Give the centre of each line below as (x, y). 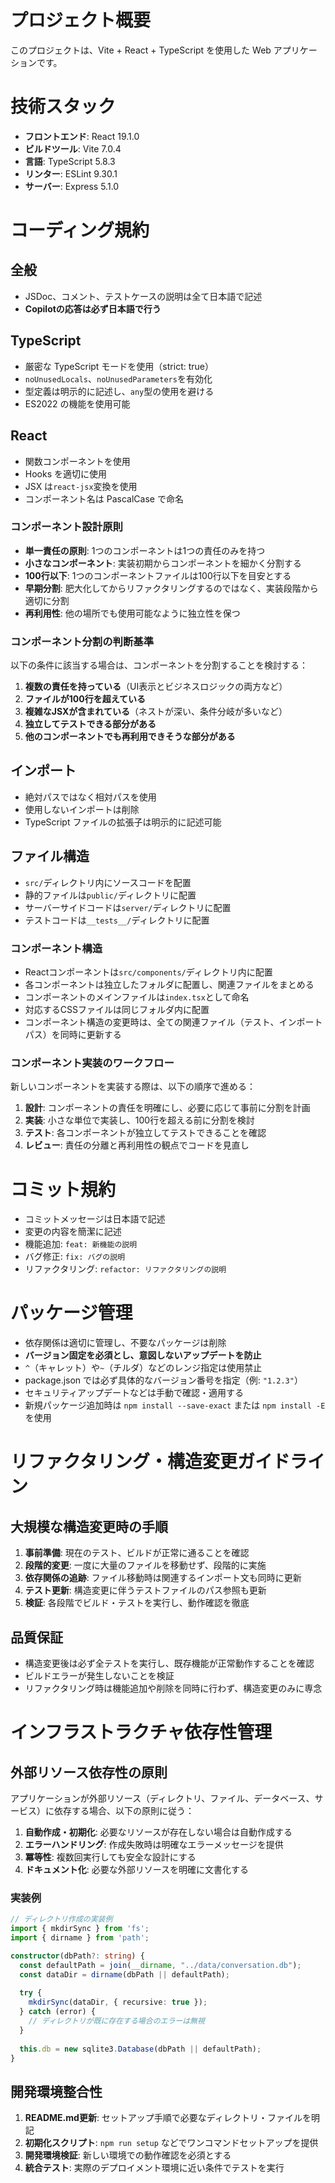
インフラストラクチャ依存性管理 (141, 1732)
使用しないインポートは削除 (82, 809)
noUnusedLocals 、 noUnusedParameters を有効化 (118, 378)
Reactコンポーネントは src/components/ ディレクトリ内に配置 (148, 972)
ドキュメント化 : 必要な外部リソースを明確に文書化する (137, 1869)
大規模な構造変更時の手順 (89, 1526)
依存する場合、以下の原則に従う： (124, 1810)
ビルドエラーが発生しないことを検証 (99, 1675)
